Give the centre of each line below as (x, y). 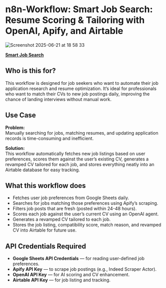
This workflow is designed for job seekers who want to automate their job (82, 83)
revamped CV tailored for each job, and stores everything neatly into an (80, 164)
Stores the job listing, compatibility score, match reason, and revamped (87, 225)
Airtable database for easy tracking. (43, 170)
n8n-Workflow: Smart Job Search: (79, 9)
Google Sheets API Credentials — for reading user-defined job (78, 259)
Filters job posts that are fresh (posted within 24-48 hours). (74, 209)
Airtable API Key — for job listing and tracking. (61, 280)
